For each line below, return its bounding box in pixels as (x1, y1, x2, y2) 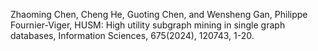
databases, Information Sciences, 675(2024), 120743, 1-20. (10, 30, 255, 41)
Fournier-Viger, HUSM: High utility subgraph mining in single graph (10, 19, 286, 31)
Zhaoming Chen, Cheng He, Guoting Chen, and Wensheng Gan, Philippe (10, 9, 308, 20)
